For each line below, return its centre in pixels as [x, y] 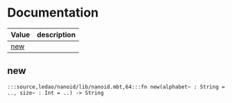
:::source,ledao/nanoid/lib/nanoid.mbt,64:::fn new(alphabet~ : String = [116, 87]
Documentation [53, 13]
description [57, 35]
